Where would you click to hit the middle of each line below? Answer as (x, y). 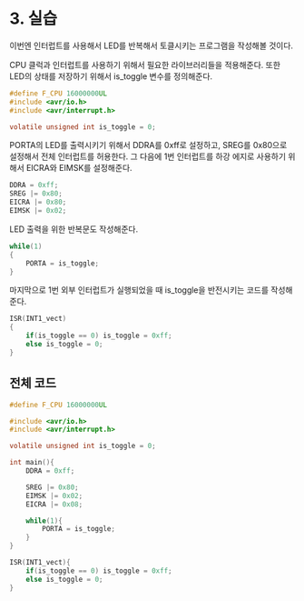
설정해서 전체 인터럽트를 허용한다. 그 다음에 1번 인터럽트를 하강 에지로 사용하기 (148, 156)
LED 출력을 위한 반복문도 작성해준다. (74, 229)
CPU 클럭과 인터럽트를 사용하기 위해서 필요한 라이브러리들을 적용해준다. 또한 (145, 65)
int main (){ (32, 463)
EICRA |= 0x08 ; (54, 504)
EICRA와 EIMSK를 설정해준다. (79, 168)
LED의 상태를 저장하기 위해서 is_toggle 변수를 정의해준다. (111, 76)
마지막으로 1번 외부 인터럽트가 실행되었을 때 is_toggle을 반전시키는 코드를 (139, 290)
